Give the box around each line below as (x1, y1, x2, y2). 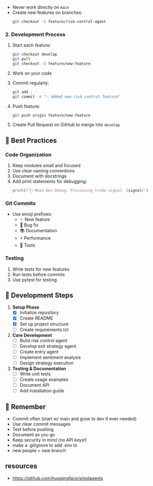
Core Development (12, 332, 52, 338)
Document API (19, 382, 50, 388)
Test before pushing (12, 426, 54, 433)
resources (5, 462, 37, 471)
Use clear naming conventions (12, 168, 75, 174)
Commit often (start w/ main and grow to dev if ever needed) (12, 416, 137, 422)
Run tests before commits (12, 271, 66, 277)
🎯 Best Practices (5, 136, 57, 145)
